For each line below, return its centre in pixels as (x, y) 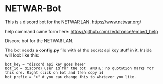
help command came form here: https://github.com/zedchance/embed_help (81, 31)
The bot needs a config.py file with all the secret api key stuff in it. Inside (79, 50)
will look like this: (22, 55)
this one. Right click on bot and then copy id (54, 73)
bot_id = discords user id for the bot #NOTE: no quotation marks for (79, 68)
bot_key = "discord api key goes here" (46, 64)
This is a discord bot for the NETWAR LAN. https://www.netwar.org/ (73, 22)
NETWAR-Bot (33, 8)
